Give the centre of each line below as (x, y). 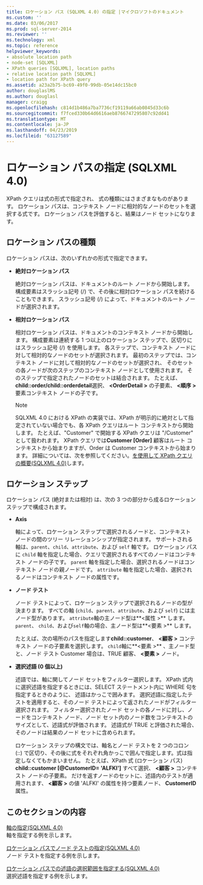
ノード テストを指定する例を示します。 (55, 856)
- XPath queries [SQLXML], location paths (61, 68)
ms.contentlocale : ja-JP (38, 125)
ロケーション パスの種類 (51, 242)
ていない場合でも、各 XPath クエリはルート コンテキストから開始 (112, 425)
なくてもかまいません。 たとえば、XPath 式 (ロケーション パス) (104, 761)
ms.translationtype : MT (36, 119)
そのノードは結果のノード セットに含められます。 (77, 733)
